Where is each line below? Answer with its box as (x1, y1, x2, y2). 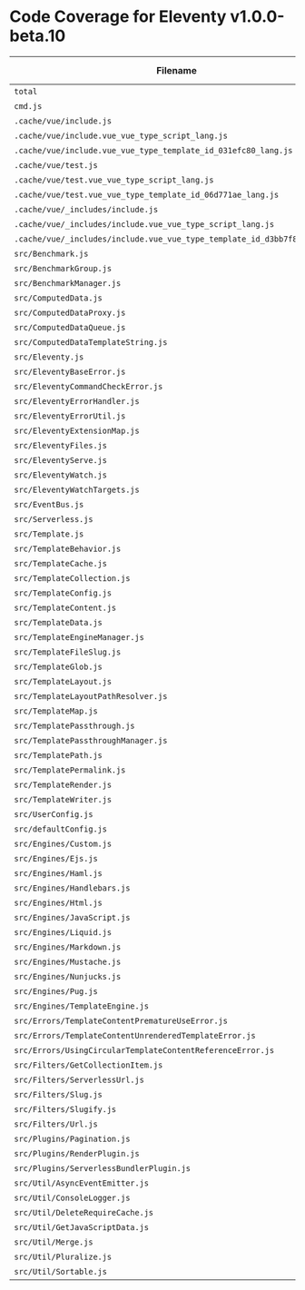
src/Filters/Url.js (14, 1118, 98, 1129)
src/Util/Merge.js (14, 1236, 93, 1247)
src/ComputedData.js (14, 292, 103, 303)
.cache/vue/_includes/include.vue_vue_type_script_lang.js (14, 219, 275, 229)
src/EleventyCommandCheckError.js (14, 381, 163, 391)
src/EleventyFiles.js (14, 440, 107, 450)
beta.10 (9, 25, 66, 46)
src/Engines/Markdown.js (14, 941, 122, 952)
